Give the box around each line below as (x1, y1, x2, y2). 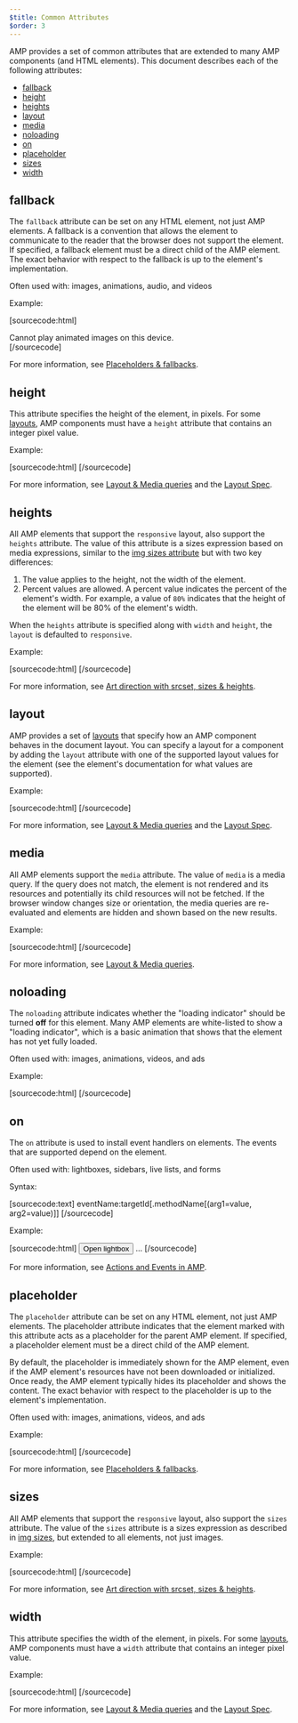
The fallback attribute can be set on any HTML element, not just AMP (9, 216, 266, 227)
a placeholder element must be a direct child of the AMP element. (9, 1340, 250, 1350)
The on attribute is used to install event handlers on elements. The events (9, 1138, 278, 1148)
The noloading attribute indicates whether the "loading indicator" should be (9, 1008, 286, 1019)
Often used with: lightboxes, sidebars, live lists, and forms (9, 1164, 221, 1175)
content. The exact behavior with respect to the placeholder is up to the (9, 1385, 272, 1396)
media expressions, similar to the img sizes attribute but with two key (9, 547, 262, 558)
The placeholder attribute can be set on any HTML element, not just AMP (9, 1311, 278, 1322)
